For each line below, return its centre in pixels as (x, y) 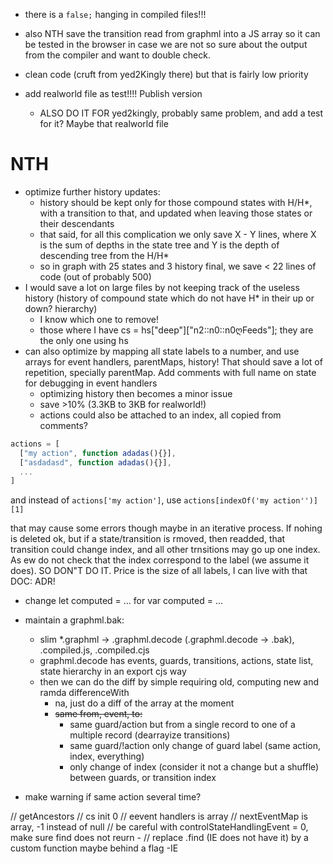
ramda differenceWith (84, 693)
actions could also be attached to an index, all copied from (160, 415)
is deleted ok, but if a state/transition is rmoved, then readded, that (148, 539)
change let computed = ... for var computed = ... (123, 601)
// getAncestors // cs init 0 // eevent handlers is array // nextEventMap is (159, 816)
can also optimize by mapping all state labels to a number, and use (162, 351)
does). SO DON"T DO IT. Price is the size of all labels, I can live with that (159, 571)
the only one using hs (84, 340)
